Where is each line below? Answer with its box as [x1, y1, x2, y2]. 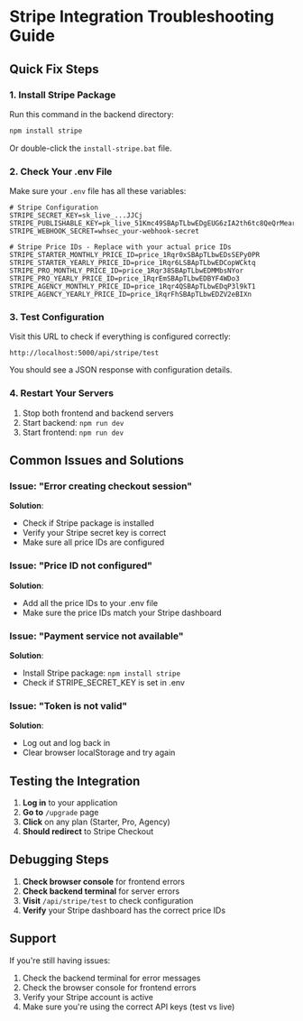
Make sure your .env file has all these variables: [9, 186, 187, 197]
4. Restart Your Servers [9, 387, 115, 400]
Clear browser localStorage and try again [22, 747, 176, 759]
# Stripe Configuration [9, 203, 99, 213]
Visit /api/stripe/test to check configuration [22, 895, 194, 906]
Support [9, 931, 57, 946]
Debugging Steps [9, 852, 110, 868]
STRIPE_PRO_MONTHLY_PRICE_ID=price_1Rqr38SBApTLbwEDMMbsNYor [9, 266, 244, 276]
